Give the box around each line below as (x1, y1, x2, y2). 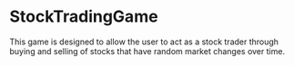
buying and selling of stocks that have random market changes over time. (9, 45, 285, 56)
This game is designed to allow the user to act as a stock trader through (9, 36, 279, 47)
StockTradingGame (9, 6, 158, 27)
